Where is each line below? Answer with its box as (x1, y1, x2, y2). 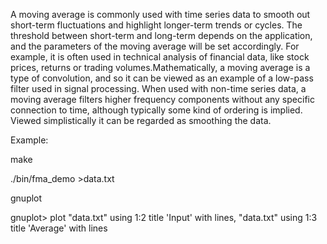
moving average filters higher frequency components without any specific (10, 94, 315, 105)
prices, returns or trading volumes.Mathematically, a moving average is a (10, 62, 311, 73)
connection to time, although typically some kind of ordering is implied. (10, 104, 303, 116)
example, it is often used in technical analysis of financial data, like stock (10, 51, 310, 63)
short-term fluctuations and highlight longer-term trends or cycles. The (10, 19, 303, 31)
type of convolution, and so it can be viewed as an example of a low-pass (10, 72, 314, 84)
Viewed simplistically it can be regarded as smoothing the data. (10, 115, 272, 126)
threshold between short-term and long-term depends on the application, (10, 30, 313, 41)
